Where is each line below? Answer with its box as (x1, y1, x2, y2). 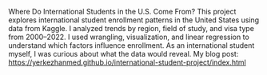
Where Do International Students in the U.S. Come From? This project (8, 7, 237, 16)
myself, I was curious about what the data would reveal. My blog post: (8, 49, 239, 58)
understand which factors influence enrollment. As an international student (8, 41, 255, 50)
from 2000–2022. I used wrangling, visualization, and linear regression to (8, 32, 249, 41)
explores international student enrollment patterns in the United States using (8, 15, 260, 25)
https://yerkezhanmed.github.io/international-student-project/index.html (8, 57, 246, 67)
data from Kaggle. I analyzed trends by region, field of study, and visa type (8, 24, 254, 33)
